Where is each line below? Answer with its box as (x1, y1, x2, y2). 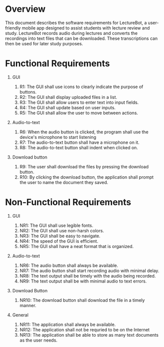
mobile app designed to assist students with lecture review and (22, 25, 150, 31)
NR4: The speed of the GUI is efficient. (19, 238, 98, 244)
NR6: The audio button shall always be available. (19, 262, 118, 268)
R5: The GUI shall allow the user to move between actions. (19, 110, 138, 116)
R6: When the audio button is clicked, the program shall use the (19, 129, 149, 135)
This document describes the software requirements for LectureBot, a (5, 20, 147, 26)
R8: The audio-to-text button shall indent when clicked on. (19, 144, 138, 151)
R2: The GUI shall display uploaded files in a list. (19, 94, 117, 100)
